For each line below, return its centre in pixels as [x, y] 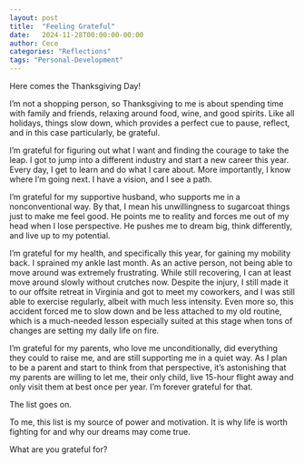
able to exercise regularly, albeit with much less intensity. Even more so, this [152, 302]
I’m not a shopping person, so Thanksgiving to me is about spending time [147, 104]
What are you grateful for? [59, 449]
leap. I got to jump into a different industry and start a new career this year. [149, 160]
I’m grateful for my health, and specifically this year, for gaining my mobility [150, 253]
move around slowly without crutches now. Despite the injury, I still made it [149, 282]
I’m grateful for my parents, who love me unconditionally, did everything [144, 348]
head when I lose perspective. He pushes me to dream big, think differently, [151, 226]
